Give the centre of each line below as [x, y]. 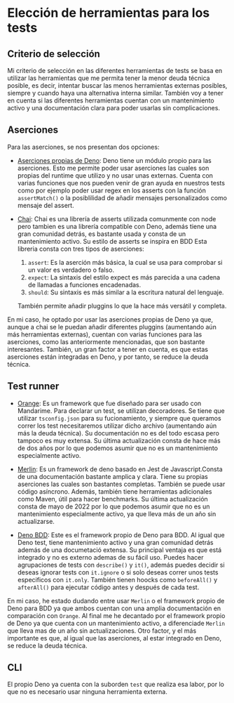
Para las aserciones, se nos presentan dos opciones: [83, 147]
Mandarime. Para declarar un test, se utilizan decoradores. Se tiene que [121, 410]
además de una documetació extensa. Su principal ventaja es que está [119, 550]
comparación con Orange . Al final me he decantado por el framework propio [116, 615]
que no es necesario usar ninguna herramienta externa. [88, 692]
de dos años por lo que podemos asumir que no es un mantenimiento [118, 448]
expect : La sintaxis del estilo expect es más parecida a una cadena [124, 277]
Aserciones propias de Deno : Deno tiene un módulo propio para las [115, 160]
